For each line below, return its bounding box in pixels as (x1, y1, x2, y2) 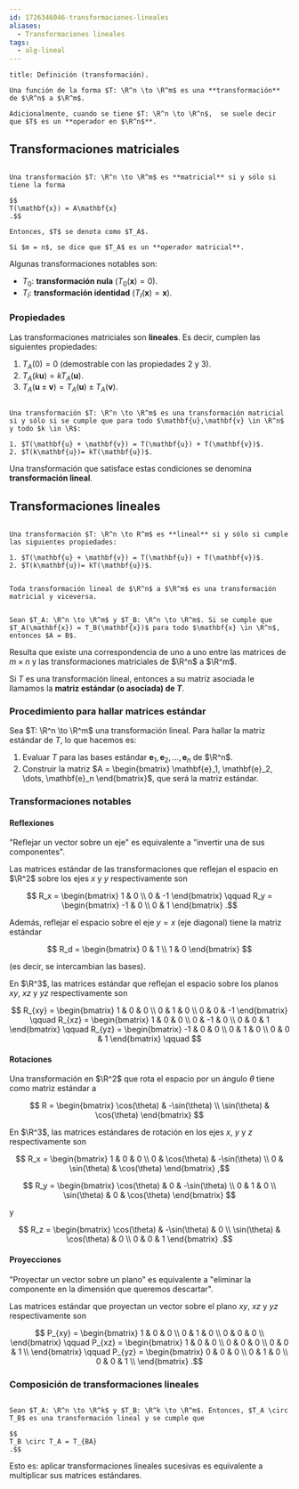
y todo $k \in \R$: (9, 425, 82, 433)
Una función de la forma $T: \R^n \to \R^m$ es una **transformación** (9, 86, 280, 95)
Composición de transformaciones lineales (9, 1378, 199, 1390)
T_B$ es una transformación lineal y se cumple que (9, 1413, 205, 1422)
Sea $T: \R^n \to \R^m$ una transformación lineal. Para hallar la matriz (9, 725, 266, 736)
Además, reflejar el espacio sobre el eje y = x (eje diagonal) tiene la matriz (9, 918, 282, 928)
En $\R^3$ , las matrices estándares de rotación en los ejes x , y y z (9, 1127, 253, 1137)
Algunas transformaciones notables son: (9, 258, 158, 269)
